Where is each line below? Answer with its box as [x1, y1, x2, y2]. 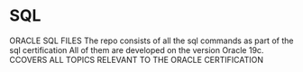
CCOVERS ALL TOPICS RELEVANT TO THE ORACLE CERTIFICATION [9, 54, 264, 65]
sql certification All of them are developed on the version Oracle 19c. [9, 44, 264, 55]
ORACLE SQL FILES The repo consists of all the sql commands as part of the [9, 35, 294, 46]
